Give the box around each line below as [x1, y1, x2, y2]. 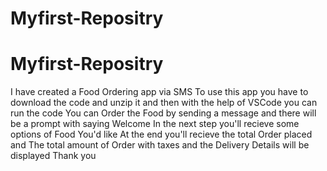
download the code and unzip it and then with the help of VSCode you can [10, 97, 318, 109]
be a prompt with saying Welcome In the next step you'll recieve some [10, 118, 300, 130]
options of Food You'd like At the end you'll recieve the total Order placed [10, 128, 313, 141]
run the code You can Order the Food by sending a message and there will [10, 107, 317, 119]
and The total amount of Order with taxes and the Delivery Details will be [10, 139, 310, 151]
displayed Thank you [10, 150, 97, 162]
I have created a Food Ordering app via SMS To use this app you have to [10, 86, 309, 98]
